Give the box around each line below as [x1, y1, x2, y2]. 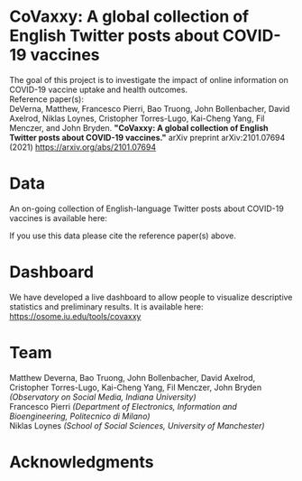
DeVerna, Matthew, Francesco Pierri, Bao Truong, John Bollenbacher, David [9, 103, 290, 114]
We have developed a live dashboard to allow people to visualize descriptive [9, 291, 293, 302]
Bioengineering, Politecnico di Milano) [9, 411, 151, 421]
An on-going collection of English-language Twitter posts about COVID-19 [9, 203, 284, 214]
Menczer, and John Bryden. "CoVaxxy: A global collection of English [9, 122, 269, 133]
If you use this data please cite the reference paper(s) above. [9, 230, 236, 241]
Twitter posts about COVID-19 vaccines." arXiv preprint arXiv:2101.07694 [9, 132, 286, 143]
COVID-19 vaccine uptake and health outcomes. [9, 84, 188, 95]
